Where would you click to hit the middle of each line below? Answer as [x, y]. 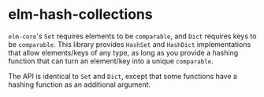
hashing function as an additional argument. [80, 84]
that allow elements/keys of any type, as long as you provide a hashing [123, 52]
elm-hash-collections [80, 14]
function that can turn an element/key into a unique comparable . [111, 61]
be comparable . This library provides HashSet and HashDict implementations [130, 44]
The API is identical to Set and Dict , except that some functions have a [123, 76]
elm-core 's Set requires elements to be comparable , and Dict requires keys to [132, 36]
